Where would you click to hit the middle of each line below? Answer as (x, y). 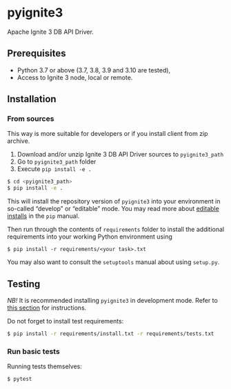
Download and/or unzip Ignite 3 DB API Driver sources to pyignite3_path (120, 154)
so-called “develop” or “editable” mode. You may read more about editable (113, 209)
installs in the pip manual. (43, 216)
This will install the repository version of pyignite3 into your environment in (114, 201)
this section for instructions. (47, 308)
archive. (19, 141)
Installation (32, 99)
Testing (24, 284)
